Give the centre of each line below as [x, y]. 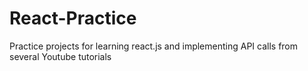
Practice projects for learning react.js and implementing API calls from [154, 46]
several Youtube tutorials [60, 56]
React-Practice [73, 18]
